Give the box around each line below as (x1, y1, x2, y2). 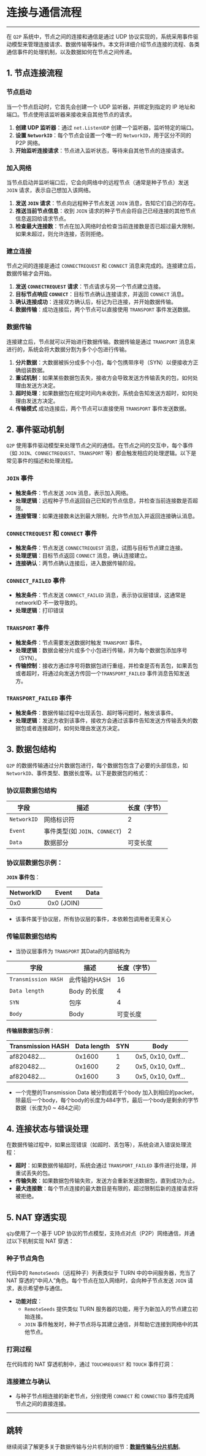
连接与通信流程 (6, 6, 82, 20)
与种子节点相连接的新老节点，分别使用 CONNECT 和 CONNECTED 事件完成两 (15, 1392, 195, 1400)
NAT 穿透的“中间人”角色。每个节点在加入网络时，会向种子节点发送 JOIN (6, 1277, 186, 1284)
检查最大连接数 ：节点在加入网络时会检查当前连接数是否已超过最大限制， (15, 222, 198, 230)
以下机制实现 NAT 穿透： (11, 1237, 74, 1245)
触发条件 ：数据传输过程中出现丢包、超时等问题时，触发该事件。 (15, 709, 177, 716)
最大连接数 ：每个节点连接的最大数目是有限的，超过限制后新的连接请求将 (15, 1185, 198, 1192)
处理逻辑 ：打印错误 (15, 607, 64, 614)
